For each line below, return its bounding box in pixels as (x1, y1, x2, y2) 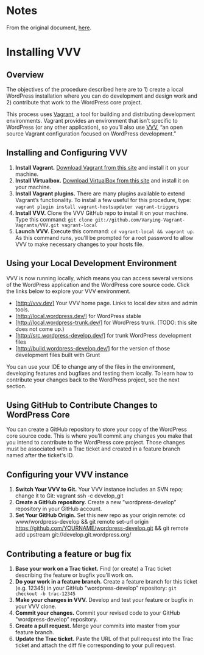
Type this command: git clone (15, 215, 93, 223)
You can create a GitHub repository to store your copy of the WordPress (6, 425, 188, 433)
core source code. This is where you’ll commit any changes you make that (6, 432, 193, 440)
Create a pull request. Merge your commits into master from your (15, 622, 181, 629)
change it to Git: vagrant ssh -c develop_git (15, 492, 124, 499)
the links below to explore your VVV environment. (6, 288, 131, 295)
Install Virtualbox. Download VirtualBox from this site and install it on (15, 176, 189, 184)
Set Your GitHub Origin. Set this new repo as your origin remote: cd (15, 512, 186, 519)
